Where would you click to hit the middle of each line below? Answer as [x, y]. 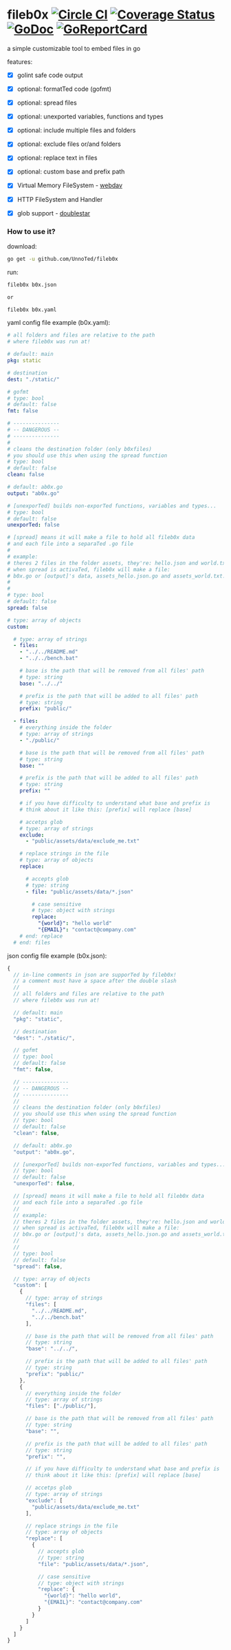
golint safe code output [50, 75]
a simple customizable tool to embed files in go [74, 48]
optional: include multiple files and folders [76, 130]
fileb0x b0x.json [32, 285]
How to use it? [32, 231]
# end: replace [41, 936]
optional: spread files [47, 103]
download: [22, 246]
